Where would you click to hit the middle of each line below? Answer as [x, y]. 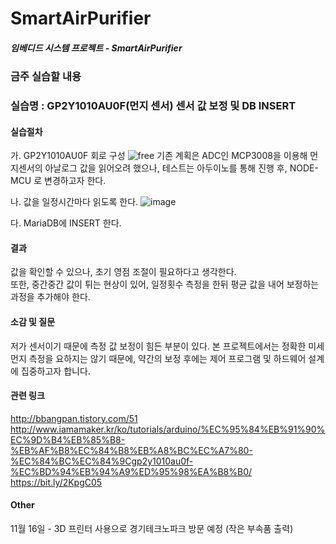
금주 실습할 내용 [46, 77]
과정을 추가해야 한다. [50, 297]
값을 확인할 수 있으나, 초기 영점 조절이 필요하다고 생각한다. [123, 272]
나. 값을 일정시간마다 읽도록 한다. [74, 202]
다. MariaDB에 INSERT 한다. [66, 223]
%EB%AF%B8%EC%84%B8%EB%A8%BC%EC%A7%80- [131, 450]
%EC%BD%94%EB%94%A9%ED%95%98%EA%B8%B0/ [131, 471]
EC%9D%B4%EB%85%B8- [68, 439]
